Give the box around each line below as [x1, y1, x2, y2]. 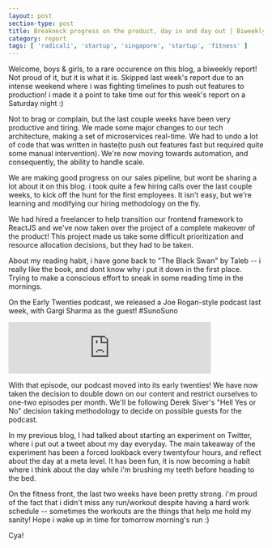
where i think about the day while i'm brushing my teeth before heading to [8, 465, 255, 474]
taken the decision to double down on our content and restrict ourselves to [8, 389, 257, 399]
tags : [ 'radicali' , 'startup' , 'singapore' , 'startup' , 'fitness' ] [8, 42, 249, 50]
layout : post [8, 11, 53, 20]
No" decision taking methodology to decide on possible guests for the [8, 406, 242, 416]
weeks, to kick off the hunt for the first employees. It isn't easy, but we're [8, 190, 253, 200]
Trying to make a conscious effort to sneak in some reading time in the [8, 273, 244, 283]
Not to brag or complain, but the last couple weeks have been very [8, 114, 231, 124]
